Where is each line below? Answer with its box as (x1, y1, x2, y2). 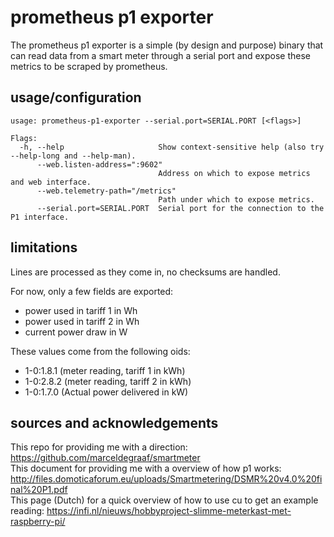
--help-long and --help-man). (10, 151, 137, 161)
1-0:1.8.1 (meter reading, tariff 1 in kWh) (24, 364, 186, 376)
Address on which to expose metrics (158, 168, 311, 178)
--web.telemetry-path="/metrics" (36, 186, 177, 196)
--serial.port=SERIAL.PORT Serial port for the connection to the (36, 203, 325, 213)
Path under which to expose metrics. (158, 194, 315, 205)
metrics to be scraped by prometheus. (10, 60, 168, 72)
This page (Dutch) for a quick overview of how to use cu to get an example (10, 494, 319, 506)
